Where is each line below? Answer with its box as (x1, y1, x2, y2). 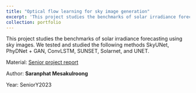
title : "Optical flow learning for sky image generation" (6, 8, 150, 15)
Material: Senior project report (6, 59, 79, 66)
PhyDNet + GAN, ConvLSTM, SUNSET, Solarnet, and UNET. (6, 48, 150, 55)
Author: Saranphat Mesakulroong (6, 70, 89, 77)
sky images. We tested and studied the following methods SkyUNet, (6, 41, 169, 48)
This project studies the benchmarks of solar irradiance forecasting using (6, 35, 183, 42)
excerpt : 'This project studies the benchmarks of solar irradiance (6, 14, 176, 20)
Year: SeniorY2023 (6, 81, 52, 88)
